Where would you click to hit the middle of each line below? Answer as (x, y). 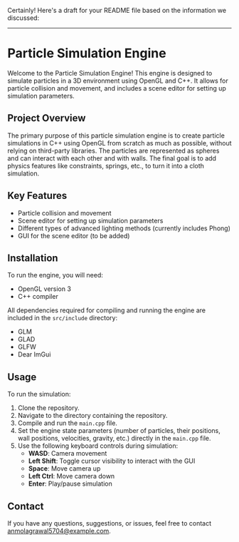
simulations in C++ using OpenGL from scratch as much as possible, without (120, 143)
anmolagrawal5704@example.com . (59, 531)
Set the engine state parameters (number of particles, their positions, (119, 431)
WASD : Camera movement (68, 454)
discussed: (23, 18)
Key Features (37, 196)
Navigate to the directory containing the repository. (92, 416)
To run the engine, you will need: (55, 275)
